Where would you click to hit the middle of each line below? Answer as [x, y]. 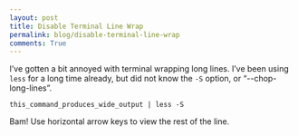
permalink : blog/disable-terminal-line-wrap [95, 34]
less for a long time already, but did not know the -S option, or [125, 79]
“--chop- [260, 79]
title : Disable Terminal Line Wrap [77, 26]
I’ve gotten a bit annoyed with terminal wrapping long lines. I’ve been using [149, 69]
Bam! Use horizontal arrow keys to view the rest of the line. [120, 121]
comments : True [38, 43]
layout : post [34, 18]
